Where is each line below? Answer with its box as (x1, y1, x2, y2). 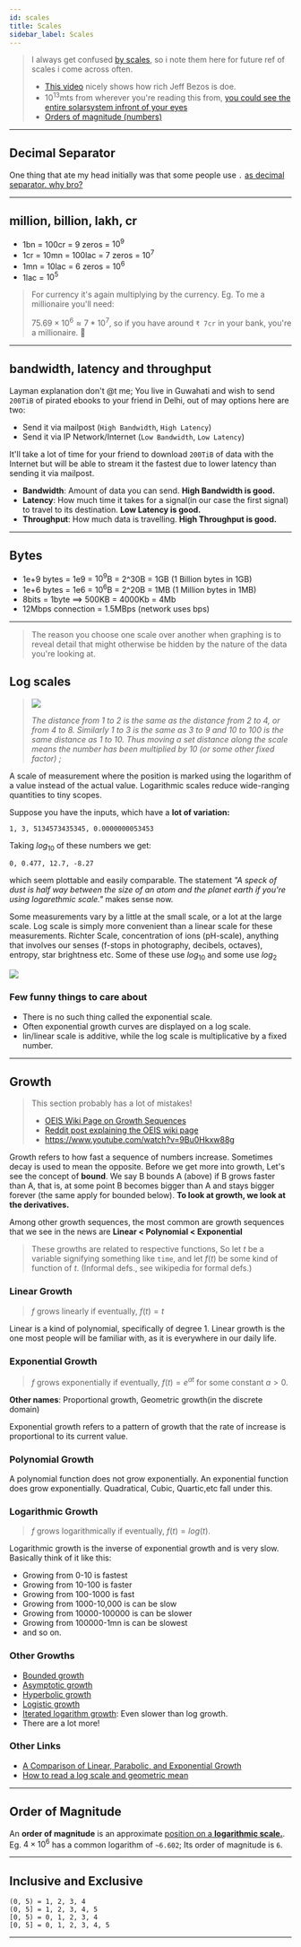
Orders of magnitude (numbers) (44, 111, 163, 122)
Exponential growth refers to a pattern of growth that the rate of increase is (9, 1421, 287, 1431)
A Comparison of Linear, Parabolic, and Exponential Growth (21, 1760, 242, 1771)
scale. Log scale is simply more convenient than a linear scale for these (9, 921, 273, 932)
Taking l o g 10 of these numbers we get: (9, 839, 152, 853)
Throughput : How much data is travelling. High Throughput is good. (21, 513, 278, 525)
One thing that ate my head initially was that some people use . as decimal (9, 169, 285, 180)
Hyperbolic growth (21, 1689, 92, 1699)
